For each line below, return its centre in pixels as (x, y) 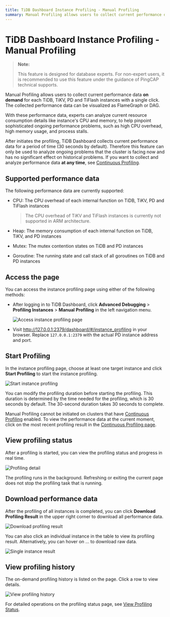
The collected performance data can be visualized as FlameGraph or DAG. (83, 105)
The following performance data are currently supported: (65, 191)
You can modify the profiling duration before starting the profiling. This (79, 393)
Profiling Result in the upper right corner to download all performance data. (84, 516)
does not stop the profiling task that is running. (54, 483)
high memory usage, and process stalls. (47, 131)
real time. (15, 458)
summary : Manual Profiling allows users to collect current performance (83, 15)
